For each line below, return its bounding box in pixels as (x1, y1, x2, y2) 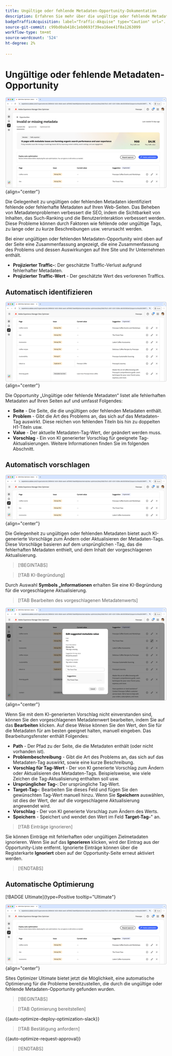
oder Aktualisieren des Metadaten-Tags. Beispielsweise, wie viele (12, 770, 151, 776)
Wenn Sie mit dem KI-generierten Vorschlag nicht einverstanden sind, (5, 711, 153, 717)
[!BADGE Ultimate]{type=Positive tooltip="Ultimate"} (5, 894, 116, 900)
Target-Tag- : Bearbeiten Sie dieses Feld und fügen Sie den (12, 786, 138, 793)
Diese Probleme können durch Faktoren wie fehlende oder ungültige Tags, (5, 220, 162, 226)
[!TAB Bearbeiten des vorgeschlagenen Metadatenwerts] (17, 597, 138, 603)
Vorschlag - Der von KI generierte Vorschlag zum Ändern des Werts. (12, 808, 159, 814)
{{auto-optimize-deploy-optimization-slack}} (5, 1016, 100, 1022)
